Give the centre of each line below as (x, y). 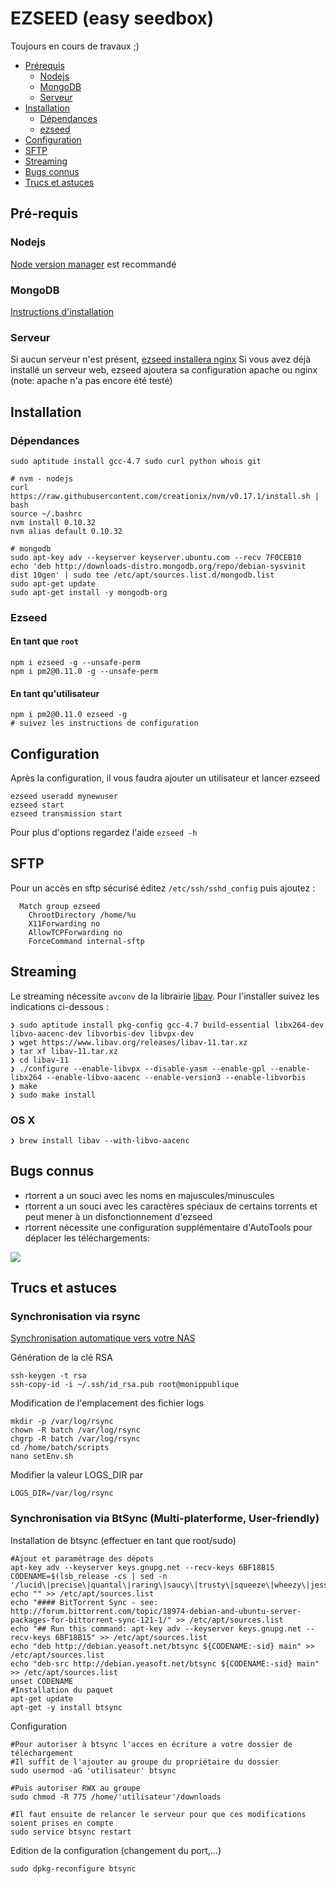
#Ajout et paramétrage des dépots (82, 1558)
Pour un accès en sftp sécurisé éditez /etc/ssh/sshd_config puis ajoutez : (163, 888)
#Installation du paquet (62, 1690)
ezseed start (37, 805)
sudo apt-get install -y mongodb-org (89, 592)
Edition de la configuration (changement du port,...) (116, 1850)
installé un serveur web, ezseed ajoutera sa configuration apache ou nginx (164, 370)
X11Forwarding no (64, 923)
